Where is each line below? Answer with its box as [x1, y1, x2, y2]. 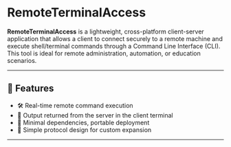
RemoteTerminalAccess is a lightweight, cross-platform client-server [7, 27, 204, 36]
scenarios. [7, 56, 37, 64]
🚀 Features [7, 83, 54, 94]
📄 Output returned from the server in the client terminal [16, 111, 173, 119]
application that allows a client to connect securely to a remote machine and [7, 34, 223, 42]
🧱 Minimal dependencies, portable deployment [16, 118, 150, 126]
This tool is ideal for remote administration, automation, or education [7, 49, 201, 57]
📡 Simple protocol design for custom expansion [16, 125, 152, 134]
